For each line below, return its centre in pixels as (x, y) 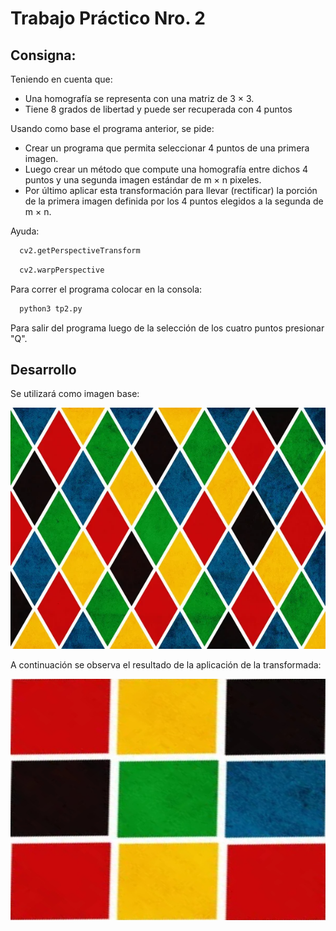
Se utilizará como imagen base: (75, 394)
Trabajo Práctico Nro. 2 (108, 18)
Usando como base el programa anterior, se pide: (112, 128)
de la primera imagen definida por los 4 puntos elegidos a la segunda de (174, 201)
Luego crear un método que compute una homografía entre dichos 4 (166, 169)
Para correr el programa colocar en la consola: (106, 289)
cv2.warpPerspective (62, 270)
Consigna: (43, 55)
